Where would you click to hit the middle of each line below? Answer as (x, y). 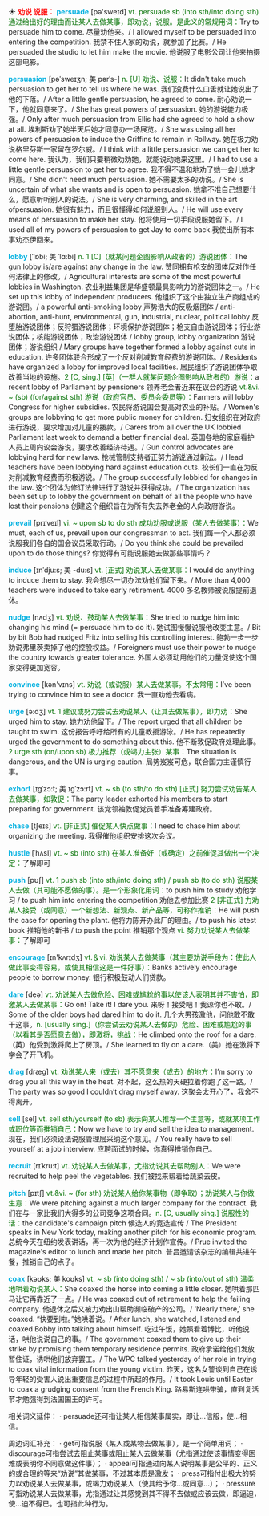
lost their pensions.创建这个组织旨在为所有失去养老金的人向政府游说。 (124, 506)
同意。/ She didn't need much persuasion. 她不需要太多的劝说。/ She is (126, 179)
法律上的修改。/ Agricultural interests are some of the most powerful (128, 276)
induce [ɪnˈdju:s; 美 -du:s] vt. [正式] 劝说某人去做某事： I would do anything (131, 570)
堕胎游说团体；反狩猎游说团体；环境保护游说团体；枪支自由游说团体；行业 (131, 327)
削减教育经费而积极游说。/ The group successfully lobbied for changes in (136, 477)
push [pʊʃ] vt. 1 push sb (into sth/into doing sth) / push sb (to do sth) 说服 (130, 880)
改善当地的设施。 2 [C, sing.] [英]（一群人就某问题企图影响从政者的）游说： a (134, 377)
